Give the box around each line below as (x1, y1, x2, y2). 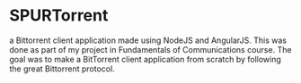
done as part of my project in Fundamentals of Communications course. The (9, 44, 292, 54)
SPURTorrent (9, 5, 109, 26)
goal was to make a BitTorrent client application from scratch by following (9, 54, 281, 64)
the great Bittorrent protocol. (9, 63, 115, 74)
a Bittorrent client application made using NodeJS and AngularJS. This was (9, 35, 288, 46)
